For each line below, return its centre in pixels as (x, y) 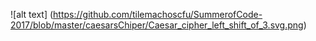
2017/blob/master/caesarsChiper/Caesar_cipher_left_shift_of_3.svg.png (157, 25)
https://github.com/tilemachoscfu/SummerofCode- (158, 14)
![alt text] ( (32, 14)
